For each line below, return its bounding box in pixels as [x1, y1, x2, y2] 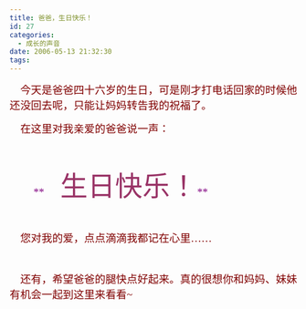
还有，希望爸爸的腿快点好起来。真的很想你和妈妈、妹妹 [19, 273, 298, 285]
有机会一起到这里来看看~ [9, 288, 133, 301]
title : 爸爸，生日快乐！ [9, 13, 93, 23]
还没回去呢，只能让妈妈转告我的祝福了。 [9, 99, 213, 112]
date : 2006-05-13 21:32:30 [9, 47, 112, 57]
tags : [9, 56, 30, 65]
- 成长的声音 [17, 38, 61, 48]
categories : [9, 30, 55, 39]
